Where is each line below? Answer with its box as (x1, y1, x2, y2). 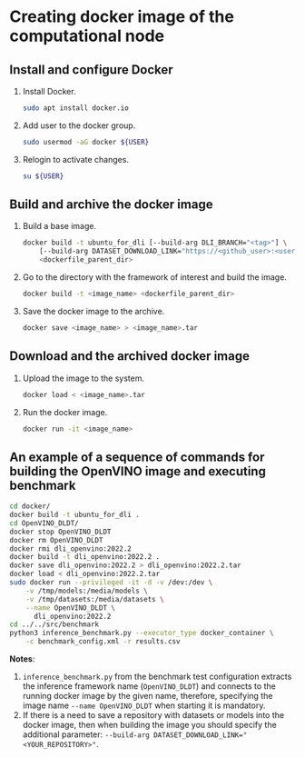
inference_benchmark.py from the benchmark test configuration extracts (22, 671, 292, 683)
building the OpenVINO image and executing (9, 464, 266, 479)
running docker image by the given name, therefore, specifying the (22, 691, 273, 702)
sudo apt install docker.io (22, 104, 129, 113)
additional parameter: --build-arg (22, 729, 150, 740)
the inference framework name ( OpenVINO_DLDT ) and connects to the (22, 681, 277, 692)
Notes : (9, 653, 35, 664)
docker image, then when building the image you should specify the (22, 720, 277, 731)
